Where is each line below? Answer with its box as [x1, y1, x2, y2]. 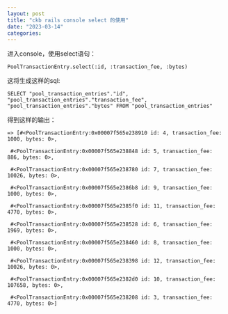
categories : [7, 29, 42, 37]
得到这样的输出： [7, 116, 56, 124]
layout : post [7, 10, 45, 17]
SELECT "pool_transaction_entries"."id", [7, 91, 129, 97]
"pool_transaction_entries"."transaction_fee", [7, 97, 148, 104]
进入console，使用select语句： [7, 49, 96, 58]
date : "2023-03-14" [7, 23, 64, 30]
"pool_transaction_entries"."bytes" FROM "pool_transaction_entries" [7, 102, 213, 110]
